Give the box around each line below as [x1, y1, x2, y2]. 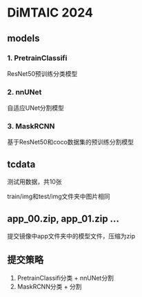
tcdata [7, 158, 36, 170]
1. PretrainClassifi [7, 53, 68, 63]
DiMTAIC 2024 [7, 5, 93, 21]
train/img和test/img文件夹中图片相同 [7, 192, 110, 201]
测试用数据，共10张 [7, 178, 62, 186]
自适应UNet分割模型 [7, 104, 64, 112]
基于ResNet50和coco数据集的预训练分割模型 [7, 138, 134, 146]
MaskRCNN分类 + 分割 [17, 282, 82, 291]
